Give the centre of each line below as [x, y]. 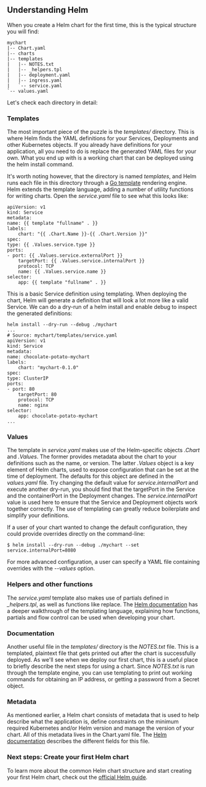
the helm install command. [40, 165]
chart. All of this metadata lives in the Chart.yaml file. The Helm [87, 735]
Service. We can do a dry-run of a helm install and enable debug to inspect [102, 307]
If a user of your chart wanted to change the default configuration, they [97, 527]
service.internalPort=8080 [42, 550]
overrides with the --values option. [51, 568]
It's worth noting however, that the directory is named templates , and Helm [102, 176]
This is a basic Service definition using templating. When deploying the [97, 294]
